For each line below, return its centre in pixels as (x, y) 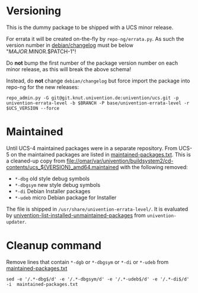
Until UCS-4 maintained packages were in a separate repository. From (92, 148)
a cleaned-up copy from (36, 161)
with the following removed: (154, 167)
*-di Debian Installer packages (52, 191)
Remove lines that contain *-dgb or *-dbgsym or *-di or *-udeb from (87, 262)
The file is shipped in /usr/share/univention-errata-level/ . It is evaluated (97, 209)
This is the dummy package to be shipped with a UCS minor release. (90, 27)
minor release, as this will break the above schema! (69, 69)
